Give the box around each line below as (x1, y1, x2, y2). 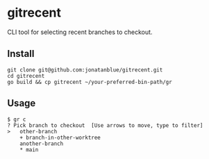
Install (7, 48, 35, 60)
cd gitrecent (7, 72, 45, 79)
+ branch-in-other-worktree (19, 134, 101, 141)
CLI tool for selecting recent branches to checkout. (7, 28, 153, 36)
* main (19, 146, 39, 153)
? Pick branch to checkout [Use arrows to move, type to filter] (7, 122, 203, 129)
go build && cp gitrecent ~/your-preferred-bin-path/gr (7, 78, 172, 85)
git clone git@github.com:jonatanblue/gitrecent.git (7, 66, 163, 74)
